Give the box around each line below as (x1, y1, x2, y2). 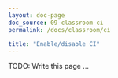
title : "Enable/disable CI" (8, 40, 101, 48)
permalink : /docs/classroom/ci (8, 26, 111, 34)
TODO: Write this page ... (8, 62, 89, 71)
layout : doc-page (8, 11, 65, 19)
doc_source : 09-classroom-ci (8, 19, 104, 27)
